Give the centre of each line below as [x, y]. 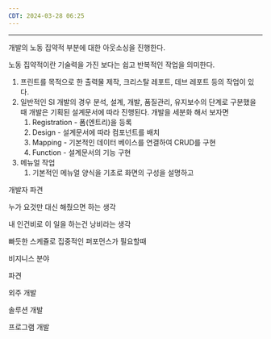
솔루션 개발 [26, 310]
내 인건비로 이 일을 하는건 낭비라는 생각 [70, 224]
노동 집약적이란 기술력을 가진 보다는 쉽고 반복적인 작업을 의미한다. [112, 65]
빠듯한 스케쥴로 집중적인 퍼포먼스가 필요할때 [77, 241]
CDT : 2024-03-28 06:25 [46, 16]
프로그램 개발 [29, 327]
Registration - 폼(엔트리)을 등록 [82, 122]
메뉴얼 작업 [38, 162]
